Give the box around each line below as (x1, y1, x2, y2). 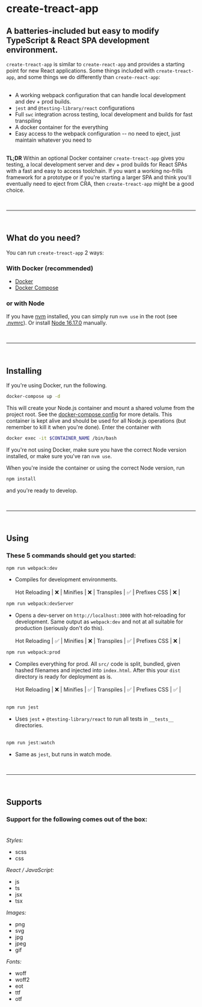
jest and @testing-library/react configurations (14, 104, 135, 112)
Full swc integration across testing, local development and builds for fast (14, 111, 193, 118)
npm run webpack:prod (6, 649, 61, 655)
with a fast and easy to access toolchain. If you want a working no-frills (6, 168, 183, 174)
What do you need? (6, 233, 81, 243)
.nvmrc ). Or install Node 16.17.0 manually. (6, 319, 107, 327)
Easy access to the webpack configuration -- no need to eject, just (14, 130, 180, 137)
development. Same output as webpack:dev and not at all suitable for (14, 618, 183, 625)
